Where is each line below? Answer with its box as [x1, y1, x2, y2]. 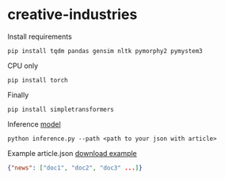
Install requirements [7, 32, 72, 41]
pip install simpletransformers [7, 105, 114, 113]
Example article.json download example [7, 148, 138, 158]
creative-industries [7, 6, 138, 24]
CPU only [7, 61, 39, 70]
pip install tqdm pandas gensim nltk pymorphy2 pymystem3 [7, 47, 203, 55]
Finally [7, 89, 29, 100]
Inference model [7, 119, 61, 128]
